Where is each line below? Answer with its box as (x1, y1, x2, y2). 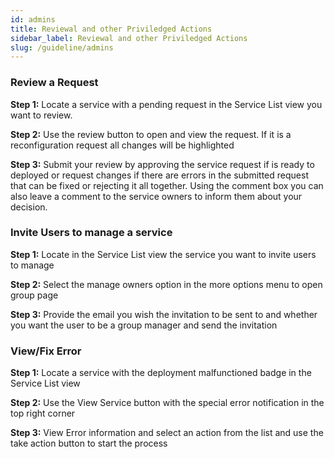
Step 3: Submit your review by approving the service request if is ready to (10, 158, 315, 170)
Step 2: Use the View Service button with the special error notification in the (10, 397, 325, 409)
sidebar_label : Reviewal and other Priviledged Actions (10, 33, 248, 43)
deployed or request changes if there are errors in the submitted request (10, 169, 309, 181)
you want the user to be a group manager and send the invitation (10, 319, 278, 331)
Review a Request (10, 76, 99, 90)
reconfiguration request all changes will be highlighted (10, 139, 235, 151)
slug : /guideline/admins (10, 42, 114, 53)
